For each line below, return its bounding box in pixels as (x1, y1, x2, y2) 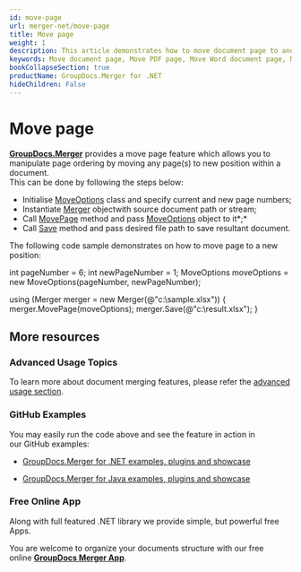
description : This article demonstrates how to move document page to (9, 47, 279, 56)
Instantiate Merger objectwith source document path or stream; (21, 204, 257, 214)
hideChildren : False (9, 80, 87, 89)
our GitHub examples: (9, 438, 90, 449)
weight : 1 (9, 38, 47, 48)
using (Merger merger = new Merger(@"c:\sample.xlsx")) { (9, 293, 227, 305)
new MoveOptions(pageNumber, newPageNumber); (9, 276, 202, 287)
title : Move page (9, 30, 74, 39)
